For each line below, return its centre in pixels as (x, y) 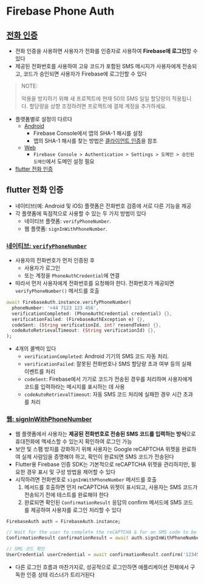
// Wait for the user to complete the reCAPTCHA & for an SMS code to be (102, 532)
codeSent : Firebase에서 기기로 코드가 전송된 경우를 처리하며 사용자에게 (108, 379)
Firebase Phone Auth (60, 11)
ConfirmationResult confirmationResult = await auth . (76, 538)
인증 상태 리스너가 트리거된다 (61, 574)
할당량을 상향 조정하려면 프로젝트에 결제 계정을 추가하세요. (98, 106)
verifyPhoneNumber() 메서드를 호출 (57, 291)
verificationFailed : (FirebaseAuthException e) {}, (79, 319)
